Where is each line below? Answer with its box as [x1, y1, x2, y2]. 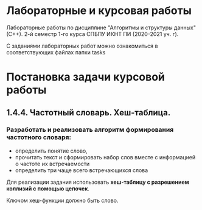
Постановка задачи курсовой [6, 70, 165, 84]
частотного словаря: [6, 133, 72, 142]
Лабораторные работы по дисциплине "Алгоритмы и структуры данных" [6, 24, 197, 31]
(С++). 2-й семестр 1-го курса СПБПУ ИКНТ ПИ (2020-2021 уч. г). [6, 30, 179, 37]
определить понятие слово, [15, 147, 88, 154]
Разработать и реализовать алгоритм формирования [6, 126, 174, 134]
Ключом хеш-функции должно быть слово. [6, 197, 119, 204]
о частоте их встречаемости [15, 160, 90, 167]
